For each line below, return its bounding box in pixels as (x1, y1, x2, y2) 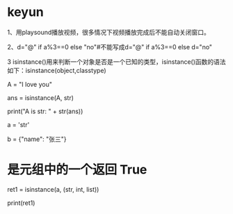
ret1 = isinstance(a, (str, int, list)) (7, 185, 99, 193)
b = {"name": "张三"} (7, 135, 67, 143)
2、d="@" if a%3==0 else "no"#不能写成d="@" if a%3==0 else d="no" (7, 42, 213, 51)
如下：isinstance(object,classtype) (7, 66, 106, 74)
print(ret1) (7, 199, 35, 207)
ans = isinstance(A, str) (7, 93, 74, 101)
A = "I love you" (7, 80, 53, 88)
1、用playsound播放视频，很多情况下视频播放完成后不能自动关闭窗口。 (7, 28, 211, 36)
